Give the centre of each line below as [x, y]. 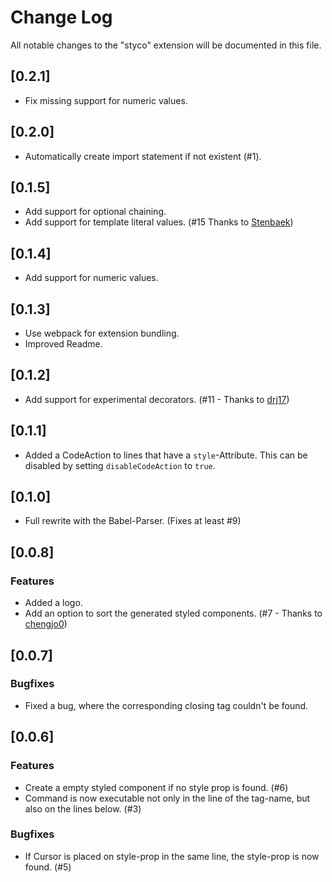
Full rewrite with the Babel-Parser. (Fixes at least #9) [133, 521]
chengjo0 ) [46, 624]
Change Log [61, 17]
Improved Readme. [63, 344]
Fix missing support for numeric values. [106, 100]
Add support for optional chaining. [95, 212]
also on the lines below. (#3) [83, 808]
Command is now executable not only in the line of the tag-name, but [167, 798]
